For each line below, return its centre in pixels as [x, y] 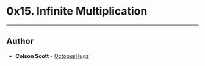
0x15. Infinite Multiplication [77, 11]
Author [20, 41]
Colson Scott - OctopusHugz [52, 56]
